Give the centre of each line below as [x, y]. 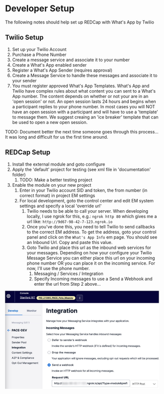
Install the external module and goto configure [59, 164]
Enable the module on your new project [52, 185]
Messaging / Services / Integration [69, 273]
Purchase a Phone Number [39, 54]
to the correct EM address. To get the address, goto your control [92, 232]
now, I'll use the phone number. [58, 268]
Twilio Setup [24, 37]
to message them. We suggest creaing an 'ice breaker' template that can [85, 117]
